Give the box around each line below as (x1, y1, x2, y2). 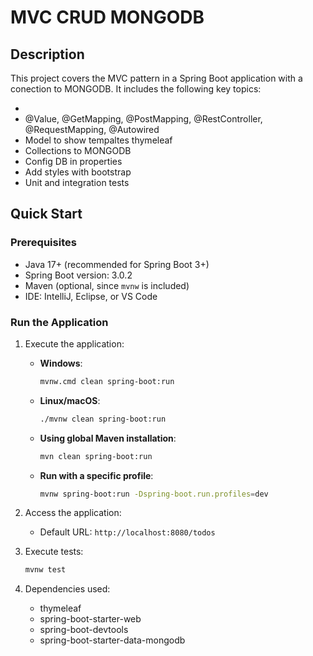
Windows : (39, 357, 83, 369)
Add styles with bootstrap (24, 166, 132, 178)
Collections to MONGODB (24, 145, 132, 156)
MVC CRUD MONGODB (10, 6, 205, 29)
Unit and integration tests (24, 177, 130, 188)
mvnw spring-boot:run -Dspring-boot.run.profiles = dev (39, 489, 269, 499)
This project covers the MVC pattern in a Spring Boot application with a (10, 72, 303, 84)
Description (10, 46, 85, 63)
